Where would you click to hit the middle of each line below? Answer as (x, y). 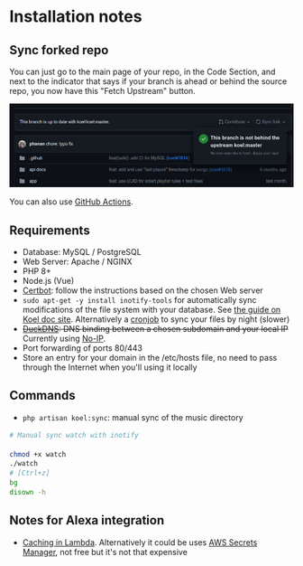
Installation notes (76, 17)
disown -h (28, 493)
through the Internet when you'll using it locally (110, 367)
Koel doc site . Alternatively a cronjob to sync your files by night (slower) (156, 319)
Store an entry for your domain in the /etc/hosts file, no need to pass (150, 358)
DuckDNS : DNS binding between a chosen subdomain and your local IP (155, 329)
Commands (43, 396)
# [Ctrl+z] (30, 473)
